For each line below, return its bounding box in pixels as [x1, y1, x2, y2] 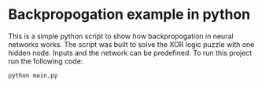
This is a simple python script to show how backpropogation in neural [8, 31, 234, 41]
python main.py [8, 71, 58, 79]
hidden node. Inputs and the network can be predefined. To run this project [8, 48, 253, 57]
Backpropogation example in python [8, 5, 251, 24]
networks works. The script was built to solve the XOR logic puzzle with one [8, 39, 255, 49]
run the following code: [8, 56, 83, 66]
